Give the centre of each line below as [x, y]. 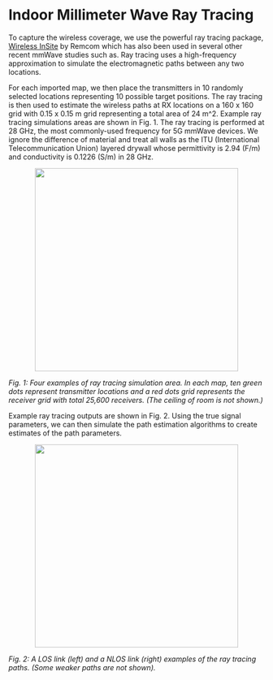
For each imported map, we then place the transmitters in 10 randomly [126, 88]
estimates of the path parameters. [65, 433]
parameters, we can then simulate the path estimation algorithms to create [133, 424]
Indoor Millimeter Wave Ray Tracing [131, 15]
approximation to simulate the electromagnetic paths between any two [126, 63]
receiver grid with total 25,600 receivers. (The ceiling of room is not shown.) [136, 400]
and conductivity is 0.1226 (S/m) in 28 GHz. [81, 157]
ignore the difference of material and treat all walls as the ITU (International [134, 139]
